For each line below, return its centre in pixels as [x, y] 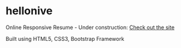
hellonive [29, 11]
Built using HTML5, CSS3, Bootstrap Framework [65, 39]
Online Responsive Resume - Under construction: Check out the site [90, 27]
